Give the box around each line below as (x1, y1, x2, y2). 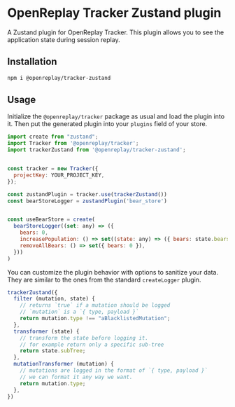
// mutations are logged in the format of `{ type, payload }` (20, 367, 208, 374)
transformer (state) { (13, 328, 80, 335)
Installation (7, 56, 57, 68)
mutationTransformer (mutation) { (13, 361, 114, 368)
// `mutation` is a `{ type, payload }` (20, 308, 139, 316)
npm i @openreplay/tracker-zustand (7, 74, 111, 81)
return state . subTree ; (20, 347, 86, 354)
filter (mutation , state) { (13, 296, 96, 303)
